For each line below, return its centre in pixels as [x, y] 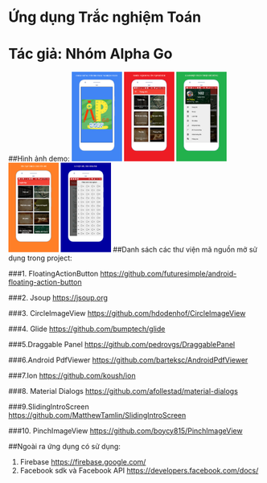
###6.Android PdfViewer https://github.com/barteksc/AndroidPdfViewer [128, 360]
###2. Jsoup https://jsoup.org [58, 297]
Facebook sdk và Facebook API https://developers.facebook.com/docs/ [139, 470]
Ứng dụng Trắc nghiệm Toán [105, 17]
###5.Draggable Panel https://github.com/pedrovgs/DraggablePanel [122, 344]
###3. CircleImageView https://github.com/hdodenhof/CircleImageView [127, 313]
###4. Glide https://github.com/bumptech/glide [87, 329]
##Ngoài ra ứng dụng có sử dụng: [64, 446]
